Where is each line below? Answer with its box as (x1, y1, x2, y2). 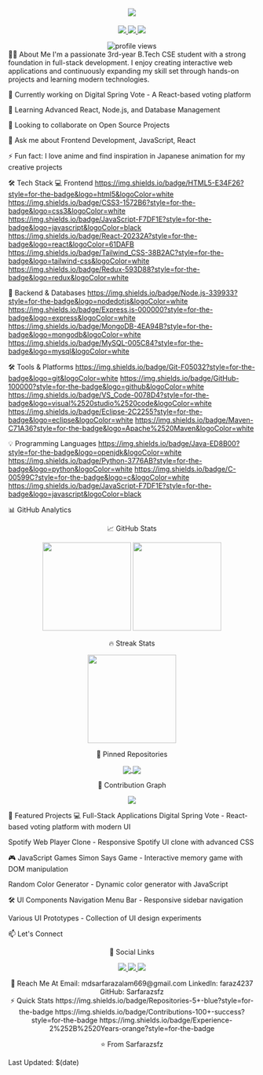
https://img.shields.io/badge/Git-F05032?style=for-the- (75, 362, 255, 371)
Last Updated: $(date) (8, 1058, 80, 1067)
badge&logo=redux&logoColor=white (8, 272, 130, 282)
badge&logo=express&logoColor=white (8, 313, 136, 322)
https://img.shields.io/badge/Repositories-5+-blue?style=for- (55, 996, 254, 1005)
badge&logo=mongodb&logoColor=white (8, 330, 141, 339)
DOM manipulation (8, 865, 68, 874)
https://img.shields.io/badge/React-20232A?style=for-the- (8, 231, 198, 240)
